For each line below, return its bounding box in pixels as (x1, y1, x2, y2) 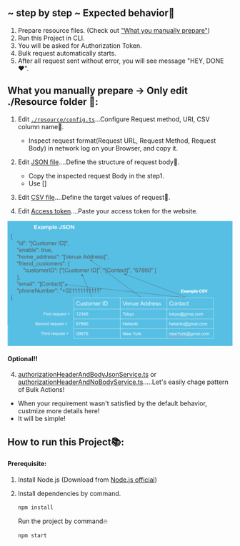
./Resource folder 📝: (7, 96, 99, 108)
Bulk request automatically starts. (17, 49, 116, 57)
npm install (17, 504, 54, 511)
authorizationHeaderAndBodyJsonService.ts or (17, 370, 157, 379)
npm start (17, 532, 48, 539)
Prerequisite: (7, 460, 47, 468)
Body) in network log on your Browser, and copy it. (28, 143, 179, 152)
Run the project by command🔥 (17, 517, 109, 525)
